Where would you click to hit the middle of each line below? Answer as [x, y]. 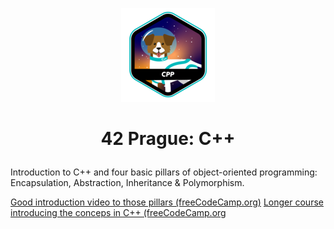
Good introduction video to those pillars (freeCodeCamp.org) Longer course [167, 202]
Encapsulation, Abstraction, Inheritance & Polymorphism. [127, 183]
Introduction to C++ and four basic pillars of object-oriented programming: [164, 172]
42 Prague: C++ [168, 139]
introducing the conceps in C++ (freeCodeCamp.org [118, 213]
